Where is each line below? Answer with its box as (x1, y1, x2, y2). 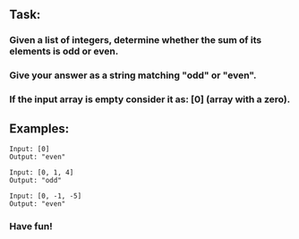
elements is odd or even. (9, 45, 119, 57)
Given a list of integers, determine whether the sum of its (9, 34, 262, 47)
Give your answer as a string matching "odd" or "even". (9, 69, 257, 81)
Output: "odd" (9, 175, 63, 184)
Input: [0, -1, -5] (9, 192, 82, 201)
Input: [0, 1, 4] (9, 167, 74, 177)
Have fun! (9, 219, 53, 232)
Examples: (9, 121, 70, 136)
